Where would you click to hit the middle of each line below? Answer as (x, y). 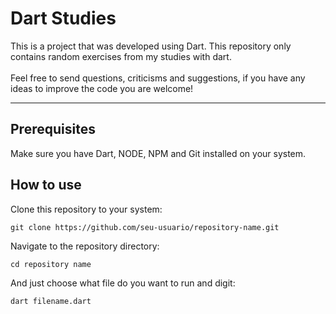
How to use (46, 185)
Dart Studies (63, 18)
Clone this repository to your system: (86, 209)
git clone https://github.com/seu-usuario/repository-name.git (145, 227)
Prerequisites (53, 129)
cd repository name (51, 264)
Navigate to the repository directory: (85, 246)
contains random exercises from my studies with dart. (121, 56)
